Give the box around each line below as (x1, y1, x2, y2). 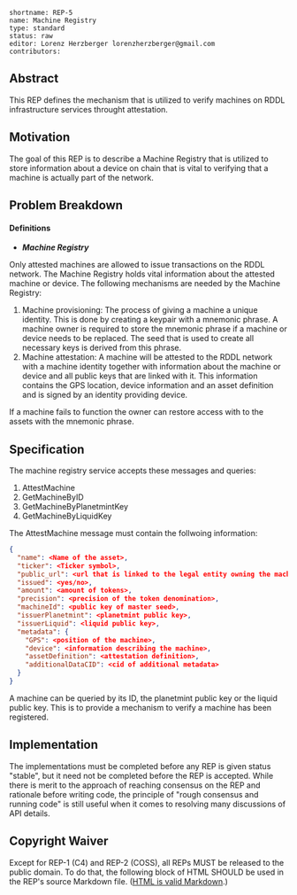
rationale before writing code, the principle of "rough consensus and (9, 789, 259, 799)
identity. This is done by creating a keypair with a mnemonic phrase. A (21, 315, 278, 325)
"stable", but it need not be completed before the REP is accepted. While (9, 770, 274, 781)
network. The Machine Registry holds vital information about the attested (9, 268, 276, 279)
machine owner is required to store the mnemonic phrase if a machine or (21, 323, 287, 334)
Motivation (9, 129, 71, 145)
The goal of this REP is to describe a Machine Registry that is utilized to (9, 153, 269, 164)
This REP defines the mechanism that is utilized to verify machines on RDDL (9, 94, 286, 105)
